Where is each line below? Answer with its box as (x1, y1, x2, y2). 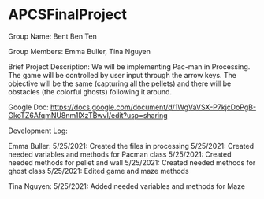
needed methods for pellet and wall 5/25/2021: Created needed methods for (8, 157, 256, 167)
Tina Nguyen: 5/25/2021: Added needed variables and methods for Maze (8, 181, 246, 190)
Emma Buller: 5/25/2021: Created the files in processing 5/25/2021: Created (8, 141, 255, 150)
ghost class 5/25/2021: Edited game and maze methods (8, 166, 189, 175)
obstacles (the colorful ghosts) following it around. (8, 87, 172, 96)
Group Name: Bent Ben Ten (8, 31, 97, 41)
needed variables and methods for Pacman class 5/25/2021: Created (8, 149, 232, 159)
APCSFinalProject (8, 6, 128, 24)
